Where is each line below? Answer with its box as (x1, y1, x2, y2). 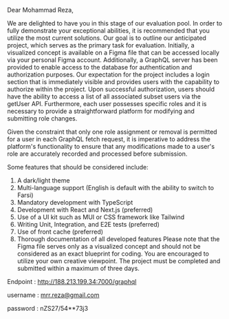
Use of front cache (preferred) (17, 227, 104, 236)
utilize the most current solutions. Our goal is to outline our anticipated (7, 34, 206, 42)
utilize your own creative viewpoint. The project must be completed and (17, 257, 221, 265)
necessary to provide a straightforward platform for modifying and (7, 107, 195, 115)
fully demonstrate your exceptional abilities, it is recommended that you (7, 27, 210, 34)
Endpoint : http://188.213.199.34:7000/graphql (7, 278, 137, 285)
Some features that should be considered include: (7, 163, 149, 171)
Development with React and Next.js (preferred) (17, 206, 153, 214)
